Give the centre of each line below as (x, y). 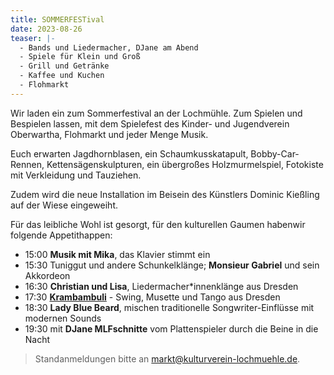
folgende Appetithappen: (61, 235)
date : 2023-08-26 (46, 29)
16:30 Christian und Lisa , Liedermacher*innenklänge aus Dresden (161, 286)
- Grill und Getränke (64, 66)
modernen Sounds (63, 318)
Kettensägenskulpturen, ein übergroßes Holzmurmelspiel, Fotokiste (185, 164)
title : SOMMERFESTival (57, 19)
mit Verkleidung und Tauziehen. (76, 175)
